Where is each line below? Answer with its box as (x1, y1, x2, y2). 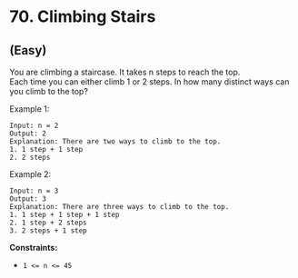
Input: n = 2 (9, 121, 59, 130)
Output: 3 (9, 194, 47, 204)
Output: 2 (9, 129, 47, 138)
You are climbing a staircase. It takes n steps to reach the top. (9, 66, 241, 77)
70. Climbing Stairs (9, 6, 156, 27)
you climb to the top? (9, 86, 89, 96)
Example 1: (9, 104, 50, 114)
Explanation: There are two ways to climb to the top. (9, 137, 222, 146)
